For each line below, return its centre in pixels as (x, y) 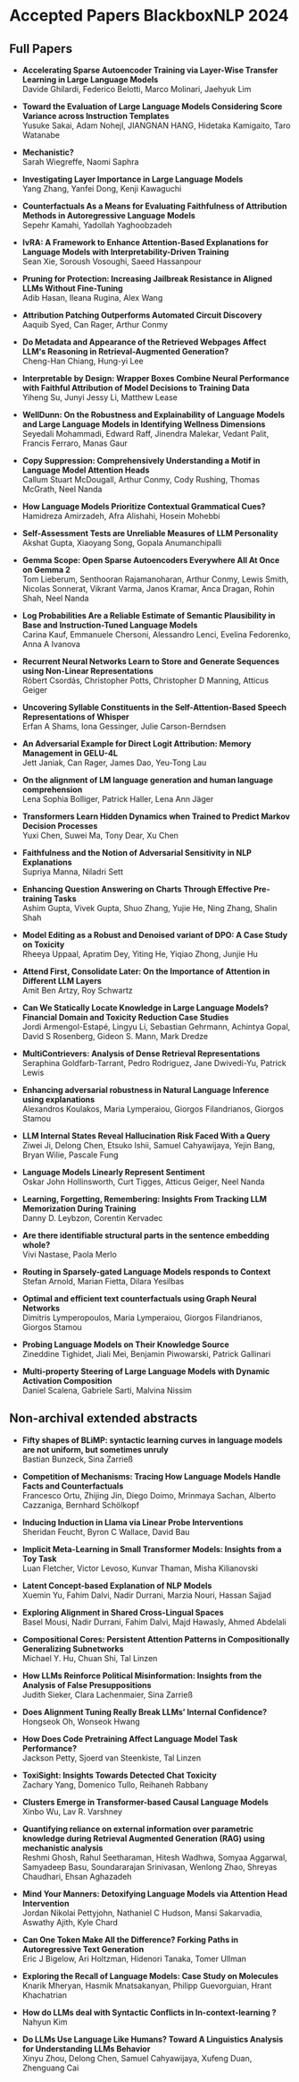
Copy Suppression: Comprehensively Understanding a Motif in (141, 461)
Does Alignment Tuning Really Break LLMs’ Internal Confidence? (145, 1711)
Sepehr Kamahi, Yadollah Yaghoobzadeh (97, 225)
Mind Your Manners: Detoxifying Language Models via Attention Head (155, 1893)
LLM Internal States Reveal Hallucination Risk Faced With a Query (146, 1136)
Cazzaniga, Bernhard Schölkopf (81, 1505)
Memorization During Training (79, 1208)
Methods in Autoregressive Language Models (109, 215)
